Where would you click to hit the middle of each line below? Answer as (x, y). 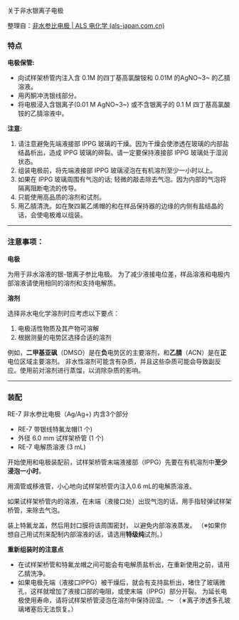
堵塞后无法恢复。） (51, 609)
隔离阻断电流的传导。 (49, 188)
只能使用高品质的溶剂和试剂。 (61, 197)
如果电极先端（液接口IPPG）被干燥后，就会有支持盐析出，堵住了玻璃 (118, 582)
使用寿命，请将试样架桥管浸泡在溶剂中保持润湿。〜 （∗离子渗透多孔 (124, 600)
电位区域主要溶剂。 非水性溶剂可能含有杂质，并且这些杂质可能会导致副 (111, 361)
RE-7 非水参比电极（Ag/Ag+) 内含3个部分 (68, 414)
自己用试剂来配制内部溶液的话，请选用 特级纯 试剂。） (90, 534)
